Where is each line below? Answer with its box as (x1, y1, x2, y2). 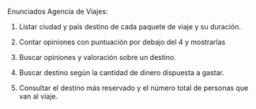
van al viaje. (18, 92, 58, 101)
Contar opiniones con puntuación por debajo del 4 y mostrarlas (18, 37, 226, 47)
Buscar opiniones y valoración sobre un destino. (18, 53, 177, 62)
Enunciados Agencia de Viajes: (7, 7, 108, 16)
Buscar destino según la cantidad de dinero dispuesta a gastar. (18, 68, 224, 77)
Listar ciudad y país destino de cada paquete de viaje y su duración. (18, 22, 242, 31)
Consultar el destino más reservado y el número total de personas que (18, 83, 249, 92)
